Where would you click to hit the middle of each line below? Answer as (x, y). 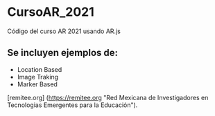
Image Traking (38, 77)
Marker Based (37, 84)
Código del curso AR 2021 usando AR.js (64, 31)
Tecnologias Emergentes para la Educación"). (72, 105)
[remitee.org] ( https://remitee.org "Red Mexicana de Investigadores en (108, 97)
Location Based (40, 69)
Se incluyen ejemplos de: (63, 53)
